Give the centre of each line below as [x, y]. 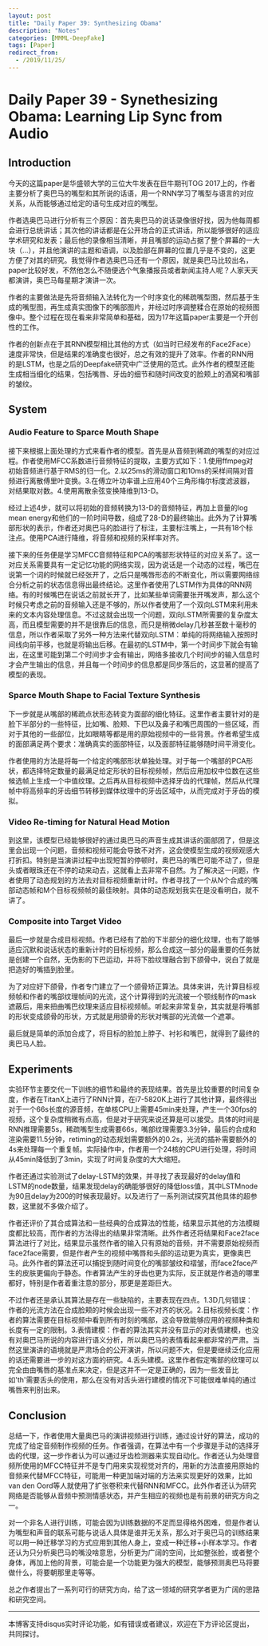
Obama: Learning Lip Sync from [115, 117]
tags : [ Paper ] [32, 46]
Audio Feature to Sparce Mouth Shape [84, 432]
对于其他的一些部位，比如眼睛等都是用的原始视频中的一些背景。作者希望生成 [134, 734]
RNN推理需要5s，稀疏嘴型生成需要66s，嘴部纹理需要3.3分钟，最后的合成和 [132, 1129]
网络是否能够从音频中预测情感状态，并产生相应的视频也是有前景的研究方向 [130, 1496]
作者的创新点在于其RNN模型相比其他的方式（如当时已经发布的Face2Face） [132, 343]
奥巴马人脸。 [29, 1044]
